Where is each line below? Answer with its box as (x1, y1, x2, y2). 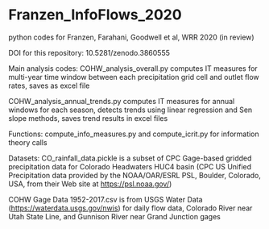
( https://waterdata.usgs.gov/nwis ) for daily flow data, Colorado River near (8, 203, 253, 213)
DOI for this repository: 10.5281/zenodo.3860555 (8, 48, 171, 57)
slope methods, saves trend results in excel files (8, 113, 168, 123)
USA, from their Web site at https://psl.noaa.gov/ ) (8, 179, 172, 189)
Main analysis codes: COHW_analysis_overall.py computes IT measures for (8, 63, 258, 73)
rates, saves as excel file (8, 81, 90, 90)
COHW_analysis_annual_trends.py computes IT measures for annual (8, 96, 235, 106)
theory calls (8, 137, 48, 147)
